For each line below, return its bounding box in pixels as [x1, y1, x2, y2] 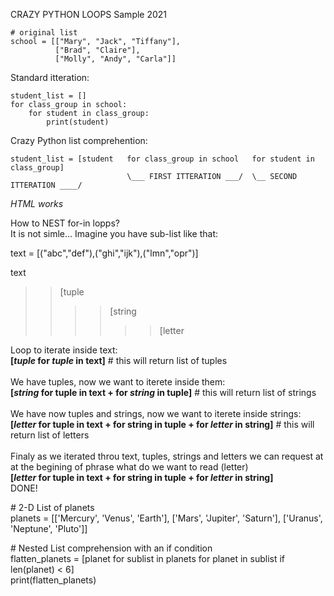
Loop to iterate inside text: [10, 344, 118, 356]
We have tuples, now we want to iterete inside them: [10, 376, 226, 388]
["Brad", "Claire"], [54, 45, 141, 55]
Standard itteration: [10, 72, 90, 83]
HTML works [10, 198, 64, 209]
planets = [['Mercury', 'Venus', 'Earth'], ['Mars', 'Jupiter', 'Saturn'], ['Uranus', [10, 512, 323, 524]
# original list [10, 28, 78, 38]
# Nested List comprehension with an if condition [10, 542, 213, 554]
